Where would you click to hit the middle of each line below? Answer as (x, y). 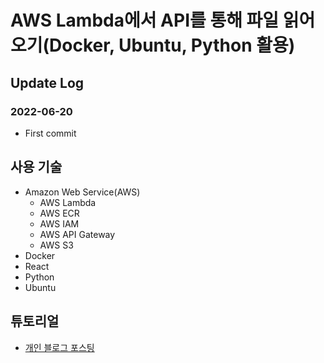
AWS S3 (56, 245)
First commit (50, 133)
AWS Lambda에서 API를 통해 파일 (145, 20)
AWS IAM (59, 223)
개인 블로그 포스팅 (59, 347)
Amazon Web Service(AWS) (82, 192)
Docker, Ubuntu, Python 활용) (172, 45)
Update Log (47, 82)
